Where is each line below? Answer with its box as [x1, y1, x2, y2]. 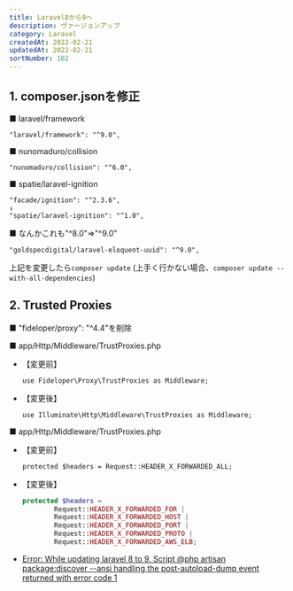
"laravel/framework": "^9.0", [9, 130, 121, 139]
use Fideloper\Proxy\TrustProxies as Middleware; [21, 376, 210, 385]
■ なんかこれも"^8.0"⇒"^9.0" [9, 228, 118, 238]
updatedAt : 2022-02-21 [9, 46, 93, 55]
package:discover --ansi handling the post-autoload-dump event [21, 563, 259, 573]
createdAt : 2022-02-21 [9, 37, 93, 47]
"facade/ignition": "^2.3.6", [9, 196, 121, 205]
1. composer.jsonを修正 [9, 89, 140, 105]
